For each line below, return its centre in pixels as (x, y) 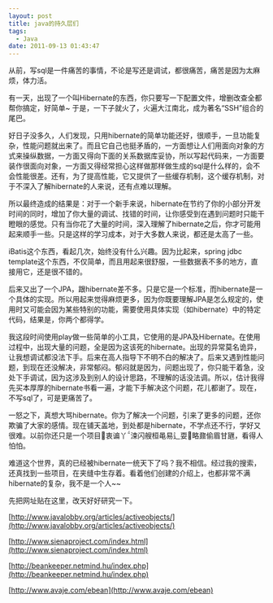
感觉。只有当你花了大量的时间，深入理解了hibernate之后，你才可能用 (145, 224)
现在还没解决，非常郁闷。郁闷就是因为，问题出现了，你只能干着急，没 (147, 368)
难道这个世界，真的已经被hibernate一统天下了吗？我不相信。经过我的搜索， (135, 463)
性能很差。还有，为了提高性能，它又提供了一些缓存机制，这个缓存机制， (136, 177)
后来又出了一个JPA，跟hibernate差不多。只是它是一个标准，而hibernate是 (132, 289)
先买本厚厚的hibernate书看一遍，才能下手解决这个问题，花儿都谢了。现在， (135, 388)
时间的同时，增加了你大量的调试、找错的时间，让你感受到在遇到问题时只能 (133, 214)
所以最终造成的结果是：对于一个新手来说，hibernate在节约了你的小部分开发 (135, 203)
